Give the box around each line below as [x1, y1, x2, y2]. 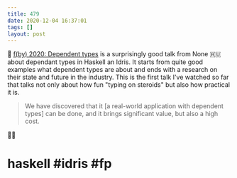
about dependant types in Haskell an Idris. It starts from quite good [7, 58, 204, 66]
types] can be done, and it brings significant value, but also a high [24, 110, 219, 118]
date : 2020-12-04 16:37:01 [7, 17, 87, 24]
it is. [7, 88, 20, 97]
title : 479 [7, 10, 40, 18]
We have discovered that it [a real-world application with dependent [24, 102, 224, 110]
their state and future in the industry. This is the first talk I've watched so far [7, 73, 229, 82]
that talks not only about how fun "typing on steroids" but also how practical [7, 80, 231, 89]
